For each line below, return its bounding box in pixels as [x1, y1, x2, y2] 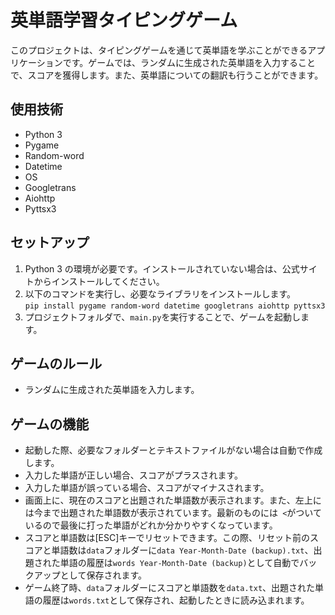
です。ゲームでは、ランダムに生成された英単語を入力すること [62, 56, 316, 68]
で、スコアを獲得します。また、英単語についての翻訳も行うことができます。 [10, 69, 324, 81]
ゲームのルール [10, 355, 103, 372]
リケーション [10, 56, 63, 68]
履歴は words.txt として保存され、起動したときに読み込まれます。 [42, 594, 310, 606]
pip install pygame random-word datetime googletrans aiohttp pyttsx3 [24, 301, 326, 311]
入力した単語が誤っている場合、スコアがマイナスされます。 [24, 482, 270, 494]
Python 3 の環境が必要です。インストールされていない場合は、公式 [24, 262, 300, 275]
